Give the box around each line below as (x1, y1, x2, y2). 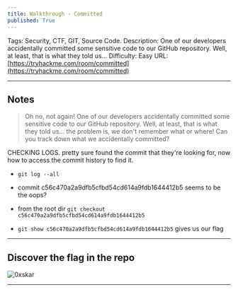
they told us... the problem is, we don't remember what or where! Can (24, 127, 228, 136)
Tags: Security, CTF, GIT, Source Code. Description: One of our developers (7, 36, 227, 45)
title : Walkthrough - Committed (7, 10, 103, 18)
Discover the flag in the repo (7, 252, 135, 264)
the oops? (17, 191, 47, 199)
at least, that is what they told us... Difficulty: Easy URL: (7, 51, 169, 60)
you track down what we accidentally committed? (24, 135, 170, 144)
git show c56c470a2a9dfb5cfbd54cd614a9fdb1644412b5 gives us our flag (17, 224, 225, 233)
